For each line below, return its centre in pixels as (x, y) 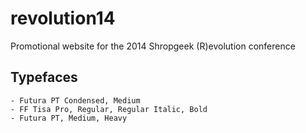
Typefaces (44, 77)
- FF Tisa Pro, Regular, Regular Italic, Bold (109, 109)
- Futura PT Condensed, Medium (75, 100)
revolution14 (63, 18)
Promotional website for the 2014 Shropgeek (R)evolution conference (153, 46)
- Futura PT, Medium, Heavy (69, 118)
